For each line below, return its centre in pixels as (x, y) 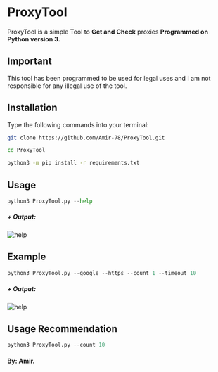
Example (27, 257)
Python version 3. (34, 39)
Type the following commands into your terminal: (78, 124)
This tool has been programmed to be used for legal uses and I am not (109, 78)
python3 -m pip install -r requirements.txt (73, 163)
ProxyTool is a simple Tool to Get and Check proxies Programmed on (108, 32)
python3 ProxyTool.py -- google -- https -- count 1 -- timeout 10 (102, 273)
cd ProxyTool (26, 150)
